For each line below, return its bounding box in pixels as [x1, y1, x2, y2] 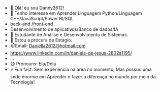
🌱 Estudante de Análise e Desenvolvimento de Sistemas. [10, 32, 128, 37]
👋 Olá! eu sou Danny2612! [10, 5, 65, 11]
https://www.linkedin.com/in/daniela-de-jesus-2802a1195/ [10, 50, 132, 56]
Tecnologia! [10, 79, 35, 85]
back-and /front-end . [10, 21, 56, 27]
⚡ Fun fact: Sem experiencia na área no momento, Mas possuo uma [10, 66, 152, 72]
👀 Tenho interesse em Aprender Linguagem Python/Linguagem [10, 10, 142, 16]
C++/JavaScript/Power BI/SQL [10, 16, 74, 21]
